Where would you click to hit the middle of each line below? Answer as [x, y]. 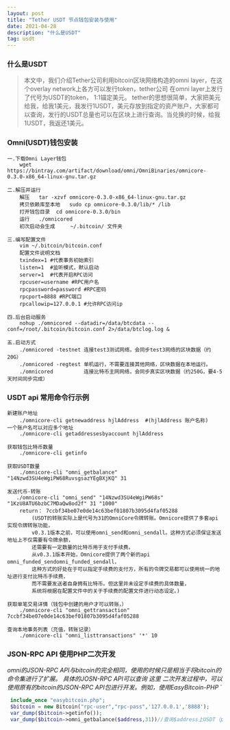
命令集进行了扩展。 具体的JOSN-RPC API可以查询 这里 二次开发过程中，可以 [115, 679]
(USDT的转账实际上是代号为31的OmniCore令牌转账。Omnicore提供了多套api [125, 518]
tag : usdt [21, 39]
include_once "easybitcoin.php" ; [58, 701]
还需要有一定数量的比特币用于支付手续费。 [83, 548]
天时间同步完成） [28, 379]
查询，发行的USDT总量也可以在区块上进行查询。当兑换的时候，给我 [125, 114]
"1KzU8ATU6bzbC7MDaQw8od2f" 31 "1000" [62, 504]
